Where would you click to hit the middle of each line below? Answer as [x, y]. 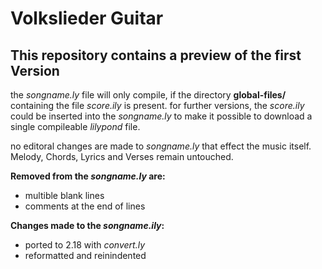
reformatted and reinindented [85, 255]
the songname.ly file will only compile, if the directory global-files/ [148, 95]
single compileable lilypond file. [75, 126]
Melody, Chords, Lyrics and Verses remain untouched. [122, 156]
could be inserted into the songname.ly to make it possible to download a [161, 116]
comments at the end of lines [85, 206]
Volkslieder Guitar [87, 18]
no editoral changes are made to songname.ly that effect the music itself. [161, 146]
